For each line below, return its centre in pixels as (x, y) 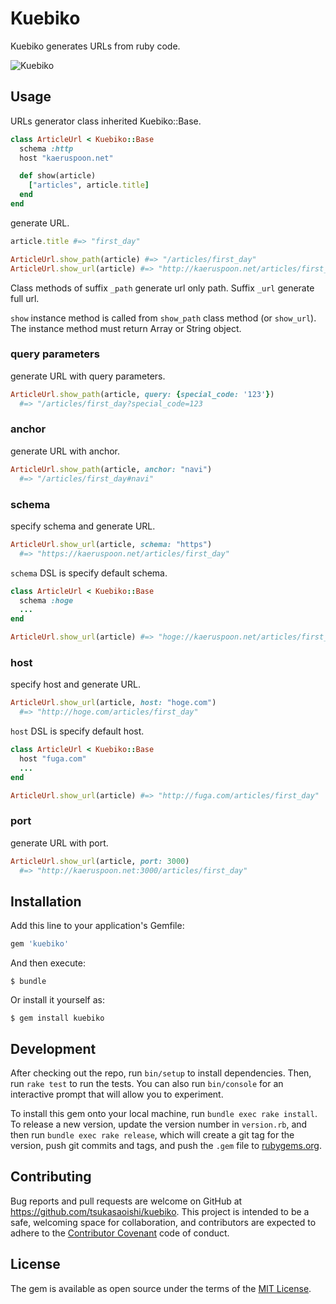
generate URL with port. (59, 843)
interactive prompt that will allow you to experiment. (117, 1094)
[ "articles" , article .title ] (89, 185)
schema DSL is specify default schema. (89, 573)
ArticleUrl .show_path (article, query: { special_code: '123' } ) (142, 394)
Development (53, 1048)
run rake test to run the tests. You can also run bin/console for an (147, 1083)
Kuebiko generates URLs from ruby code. (95, 46)
